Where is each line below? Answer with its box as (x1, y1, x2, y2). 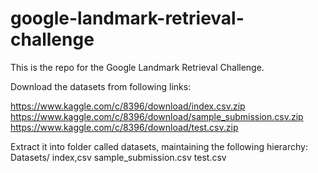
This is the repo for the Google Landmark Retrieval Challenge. (10, 61, 265, 73)
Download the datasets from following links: (10, 80, 192, 92)
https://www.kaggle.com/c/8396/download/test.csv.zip (10, 121, 239, 133)
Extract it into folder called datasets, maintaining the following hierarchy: (10, 140, 308, 152)
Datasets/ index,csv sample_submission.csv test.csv (10, 151, 227, 163)
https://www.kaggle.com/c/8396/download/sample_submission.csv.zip (10, 110, 304, 122)
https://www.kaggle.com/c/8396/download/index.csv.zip (10, 100, 246, 112)
